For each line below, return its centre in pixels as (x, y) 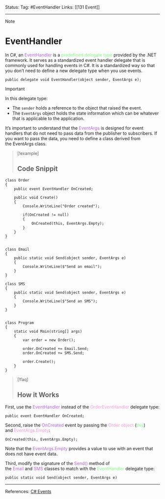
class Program (20, 323)
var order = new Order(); (49, 340)
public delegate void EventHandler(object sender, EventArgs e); (73, 79)
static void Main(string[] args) (48, 331)
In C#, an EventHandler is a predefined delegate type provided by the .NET (81, 55)
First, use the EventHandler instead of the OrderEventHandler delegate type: (82, 407)
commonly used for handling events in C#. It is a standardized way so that (80, 65)
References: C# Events (28, 491)
